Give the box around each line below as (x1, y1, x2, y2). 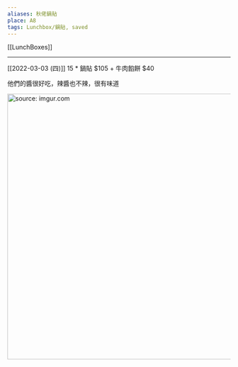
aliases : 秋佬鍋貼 (7, 10, 58, 18)
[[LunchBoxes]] (7, 43, 53, 52)
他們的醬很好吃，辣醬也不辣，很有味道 (7, 79, 119, 88)
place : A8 (7, 17, 37, 24)
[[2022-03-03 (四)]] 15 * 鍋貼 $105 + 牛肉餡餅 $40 (7, 64, 154, 73)
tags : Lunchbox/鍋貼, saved (7, 23, 89, 30)
